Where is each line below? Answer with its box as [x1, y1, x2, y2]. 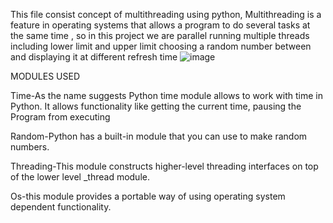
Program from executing [10, 111, 111, 123]
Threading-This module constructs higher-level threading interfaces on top [10, 160, 319, 172]
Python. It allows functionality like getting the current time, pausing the [10, 100, 302, 112]
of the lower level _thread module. [10, 171, 150, 183]
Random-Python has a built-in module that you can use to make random [10, 130, 308, 142]
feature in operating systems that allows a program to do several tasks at [10, 19, 311, 31]
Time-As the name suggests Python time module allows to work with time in [10, 90, 323, 101]
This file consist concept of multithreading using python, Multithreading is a [10, 9, 322, 20]
